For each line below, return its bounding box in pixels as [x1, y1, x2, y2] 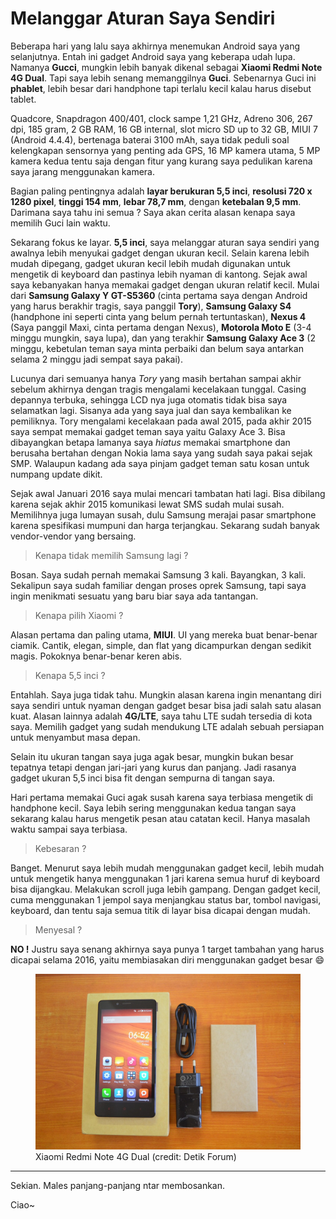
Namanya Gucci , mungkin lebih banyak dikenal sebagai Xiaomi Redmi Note [10, 61, 323, 73]
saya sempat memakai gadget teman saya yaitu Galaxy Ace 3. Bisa [10, 425, 286, 437]
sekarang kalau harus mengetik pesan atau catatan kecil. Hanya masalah [10, 812, 311, 824]
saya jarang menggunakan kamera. [10, 165, 155, 177]
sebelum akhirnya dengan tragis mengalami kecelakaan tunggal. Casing [10, 383, 307, 395]
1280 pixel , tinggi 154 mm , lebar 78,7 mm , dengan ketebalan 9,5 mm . [10, 195, 302, 207]
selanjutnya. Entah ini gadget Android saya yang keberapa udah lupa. [10, 50, 296, 62]
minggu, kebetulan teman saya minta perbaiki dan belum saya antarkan [10, 342, 304, 354]
